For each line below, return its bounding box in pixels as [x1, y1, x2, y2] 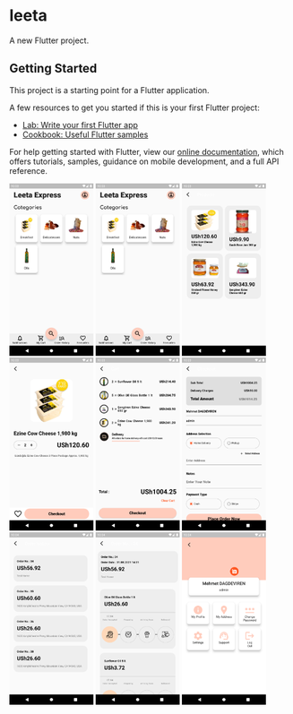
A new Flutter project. [9, 35, 90, 46]
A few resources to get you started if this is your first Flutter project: [9, 102, 260, 113]
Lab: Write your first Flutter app [22, 119, 139, 130]
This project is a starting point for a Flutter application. [9, 84, 210, 95]
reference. [9, 165, 47, 176]
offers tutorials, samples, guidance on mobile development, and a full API [9, 156, 280, 167]
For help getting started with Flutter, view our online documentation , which [9, 146, 285, 157]
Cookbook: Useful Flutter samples [22, 129, 149, 140]
